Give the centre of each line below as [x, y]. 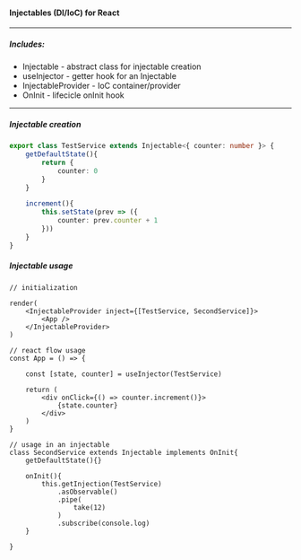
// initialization [43, 287]
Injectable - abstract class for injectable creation [112, 66]
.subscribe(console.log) [103, 523]
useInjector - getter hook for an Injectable [99, 76]
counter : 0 [77, 171]
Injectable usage [41, 266]
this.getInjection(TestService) [102, 484]
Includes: [27, 44]
